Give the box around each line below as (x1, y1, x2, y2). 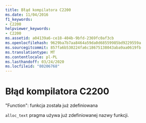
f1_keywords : (5, 17, 33, 22)
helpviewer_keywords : (5, 26, 51, 31)
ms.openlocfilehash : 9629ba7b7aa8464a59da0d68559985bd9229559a (5, 40, 141, 46)
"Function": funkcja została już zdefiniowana (5, 102, 98, 109)
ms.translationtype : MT (5, 50, 56, 55)
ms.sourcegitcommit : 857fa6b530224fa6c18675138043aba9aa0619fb (5, 45, 141, 50)
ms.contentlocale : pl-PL (5, 54, 58, 60)
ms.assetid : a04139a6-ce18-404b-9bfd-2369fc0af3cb (5, 36, 114, 41)
